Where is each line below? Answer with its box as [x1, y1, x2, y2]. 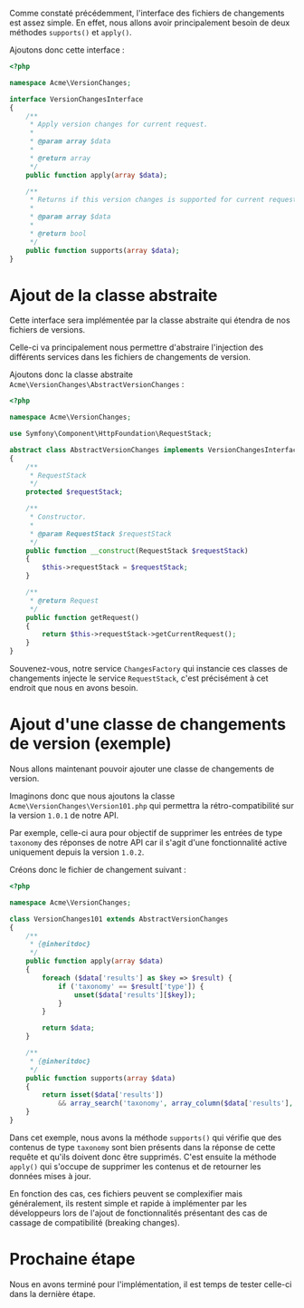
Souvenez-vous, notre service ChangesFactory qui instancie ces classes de [9, 664, 288, 674]
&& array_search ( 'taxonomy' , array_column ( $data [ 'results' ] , [57, 1099, 294, 1109]
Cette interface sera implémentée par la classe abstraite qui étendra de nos [9, 315, 291, 325]
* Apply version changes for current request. [29, 120, 208, 130]
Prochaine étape [9, 1249, 136, 1270]
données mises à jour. [9, 1170, 91, 1181]
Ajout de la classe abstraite [9, 285, 218, 305]
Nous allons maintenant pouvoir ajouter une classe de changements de [9, 763, 274, 774]
